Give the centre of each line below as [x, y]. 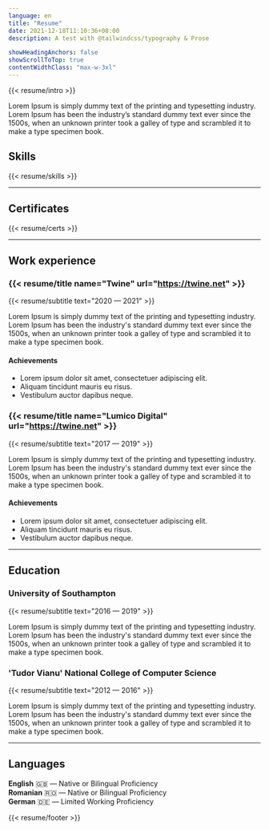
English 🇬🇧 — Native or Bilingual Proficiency [83, 783]
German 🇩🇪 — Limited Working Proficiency [81, 801]
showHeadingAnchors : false [53, 53]
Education [34, 571]
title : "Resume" [35, 23]
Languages [37, 764]
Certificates [39, 209]
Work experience [52, 260]
